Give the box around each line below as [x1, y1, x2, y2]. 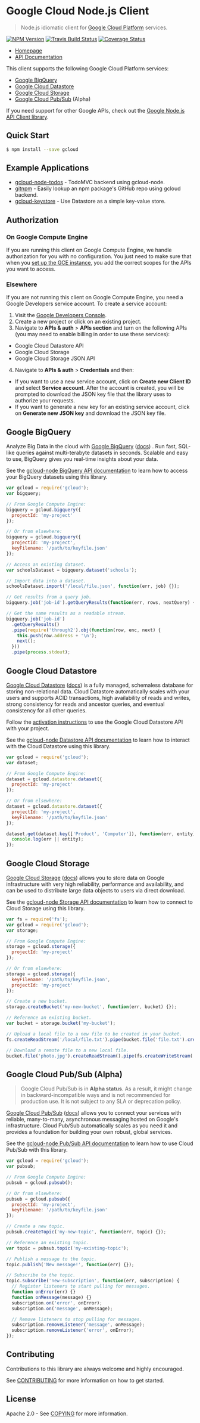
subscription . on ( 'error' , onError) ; [11, 1300, 102, 1306]
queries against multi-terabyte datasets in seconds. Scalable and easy [15, 449, 189, 457]
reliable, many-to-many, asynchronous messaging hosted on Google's [6, 1116, 179, 1123]
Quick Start [6, 131, 49, 141]
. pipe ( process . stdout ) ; [11, 649, 70, 655]
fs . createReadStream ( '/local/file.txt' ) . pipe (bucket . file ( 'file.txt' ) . [6, 1036, 187, 1043]
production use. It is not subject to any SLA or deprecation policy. [20, 1098, 182, 1105]
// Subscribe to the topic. [6, 1272, 76, 1278]
